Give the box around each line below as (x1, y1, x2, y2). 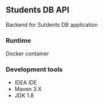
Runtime (5, 36, 32, 44)
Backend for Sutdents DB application (5, 21, 98, 28)
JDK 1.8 (14, 92, 34, 99)
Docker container (5, 50, 49, 57)
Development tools (5, 65, 63, 74)
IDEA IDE (14, 79, 37, 86)
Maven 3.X (14, 85, 42, 93)
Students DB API (5, 5, 69, 15)
